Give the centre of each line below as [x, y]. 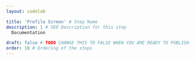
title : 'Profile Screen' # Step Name [52, 22]
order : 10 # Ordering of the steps [49, 48]
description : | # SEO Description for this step [66, 27]
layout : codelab [26, 11]
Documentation [28, 32]
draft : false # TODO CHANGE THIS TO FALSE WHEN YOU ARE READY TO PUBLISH [98, 43]
